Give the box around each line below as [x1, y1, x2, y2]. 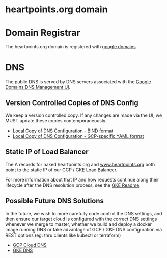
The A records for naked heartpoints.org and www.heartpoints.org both [5, 161, 155, 167]
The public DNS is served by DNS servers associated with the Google [5, 79, 151, 85]
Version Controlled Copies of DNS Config [5, 98, 138, 108]
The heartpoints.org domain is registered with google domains [5, 44, 136, 50]
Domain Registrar [5, 27, 80, 39]
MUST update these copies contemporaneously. [5, 117, 107, 123]
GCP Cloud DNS [12, 242, 47, 248]
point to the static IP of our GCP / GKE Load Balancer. [5, 167, 118, 173]
